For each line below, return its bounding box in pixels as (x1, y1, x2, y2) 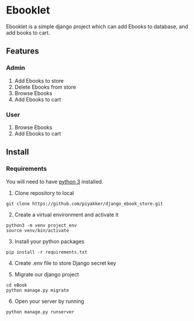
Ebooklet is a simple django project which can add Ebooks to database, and (6, 23, 189, 30)
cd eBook (6, 282, 27, 288)
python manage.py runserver (6, 309, 75, 315)
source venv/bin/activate (6, 227, 69, 234)
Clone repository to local (14, 189, 74, 197)
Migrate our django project (14, 271, 79, 278)
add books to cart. (6, 29, 51, 36)
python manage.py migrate (6, 287, 69, 293)
